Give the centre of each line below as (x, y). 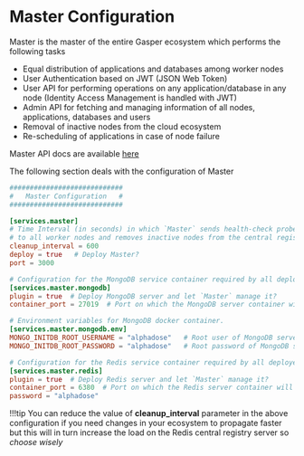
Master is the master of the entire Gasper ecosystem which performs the (145, 42)
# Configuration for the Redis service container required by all (137, 362)
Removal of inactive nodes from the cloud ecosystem (122, 126)
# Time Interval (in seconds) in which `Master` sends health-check (141, 229)
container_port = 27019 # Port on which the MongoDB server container (147, 305)
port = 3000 (32, 263)
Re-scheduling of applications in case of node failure (121, 136)
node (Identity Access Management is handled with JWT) (130, 98)
